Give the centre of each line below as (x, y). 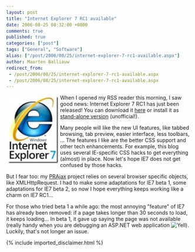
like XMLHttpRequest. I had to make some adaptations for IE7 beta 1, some (96, 183)
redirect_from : (25, 68)
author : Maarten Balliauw (38, 62)
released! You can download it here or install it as (120, 110)
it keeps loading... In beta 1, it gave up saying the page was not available (93, 219)
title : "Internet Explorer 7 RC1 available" (61, 18)
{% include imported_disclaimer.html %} (55, 243)
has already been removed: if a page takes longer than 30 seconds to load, (97, 213)
